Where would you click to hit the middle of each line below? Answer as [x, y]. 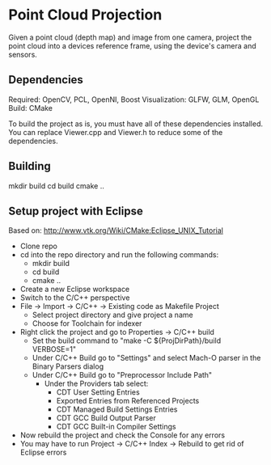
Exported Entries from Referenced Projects [128, 401]
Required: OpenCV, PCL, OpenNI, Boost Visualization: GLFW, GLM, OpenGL [134, 99]
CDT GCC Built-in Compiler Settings [116, 427]
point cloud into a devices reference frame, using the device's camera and [132, 45]
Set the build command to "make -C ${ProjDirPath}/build [126, 340]
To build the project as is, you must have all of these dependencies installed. [136, 124]
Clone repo [39, 246]
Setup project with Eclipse [76, 211]
